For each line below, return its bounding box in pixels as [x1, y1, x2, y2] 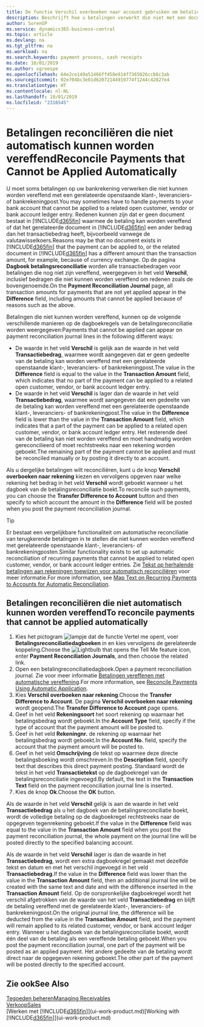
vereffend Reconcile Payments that [6, 152, 185, 165]
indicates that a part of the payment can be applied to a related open [15, 422, 187, 429]
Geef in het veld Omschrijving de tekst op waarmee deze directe [15, 750, 178, 757]
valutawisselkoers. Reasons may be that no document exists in [6, 236, 162, 244]
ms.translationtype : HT [6, 83, 67, 89]
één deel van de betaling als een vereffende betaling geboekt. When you [6, 935, 187, 942]
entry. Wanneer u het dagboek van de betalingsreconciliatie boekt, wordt [6, 928, 189, 936]
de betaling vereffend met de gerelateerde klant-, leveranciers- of [6, 903, 171, 910]
